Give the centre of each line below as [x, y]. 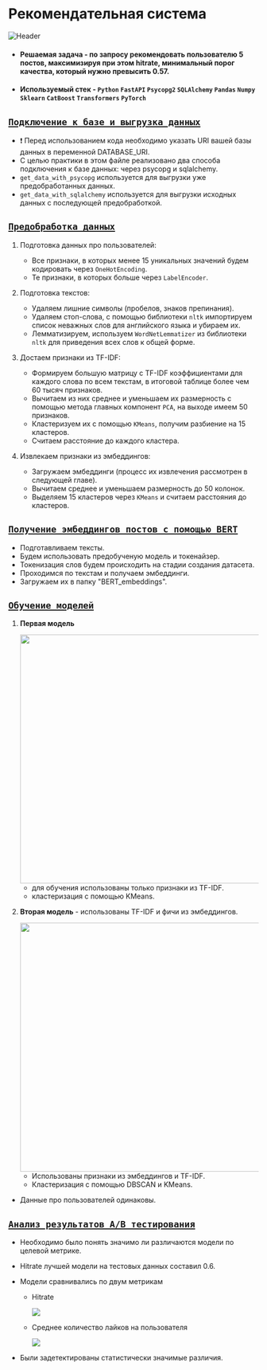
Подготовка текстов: [54, 292]
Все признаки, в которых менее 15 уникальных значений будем [140, 260]
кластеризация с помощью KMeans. [93, 896]
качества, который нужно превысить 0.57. [94, 71]
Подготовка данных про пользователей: [88, 245]
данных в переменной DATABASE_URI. [85, 151]
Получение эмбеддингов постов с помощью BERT [123, 529]
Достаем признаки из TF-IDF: [70, 357]
